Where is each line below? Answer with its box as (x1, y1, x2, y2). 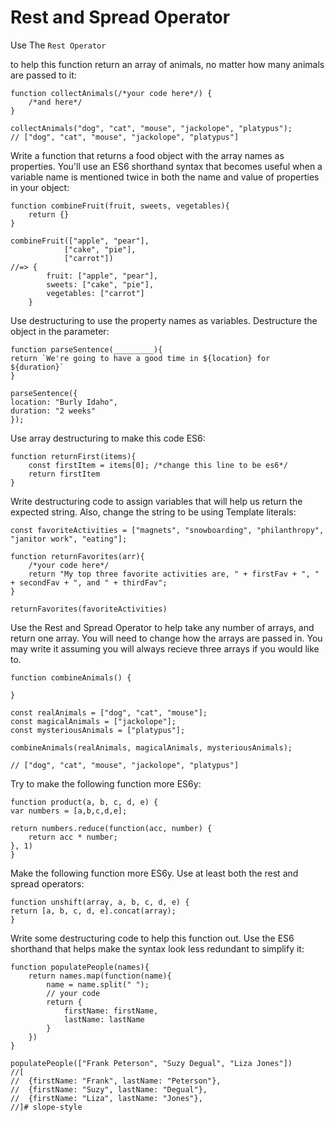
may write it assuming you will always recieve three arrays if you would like (10, 642, 320, 655)
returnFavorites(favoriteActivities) (10, 604, 168, 614)
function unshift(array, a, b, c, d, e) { (10, 897, 190, 907)
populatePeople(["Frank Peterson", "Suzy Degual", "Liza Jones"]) (10, 1058, 293, 1068)
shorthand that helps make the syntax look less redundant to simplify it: (10, 942, 305, 955)
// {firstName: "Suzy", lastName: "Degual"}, (10, 1084, 208, 1095)
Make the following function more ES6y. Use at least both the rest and (10, 867, 299, 879)
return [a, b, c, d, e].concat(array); (10, 906, 177, 916)
